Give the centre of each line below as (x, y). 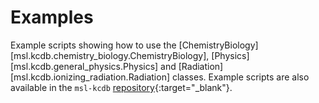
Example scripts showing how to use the (93, 45)
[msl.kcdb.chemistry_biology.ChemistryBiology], (110, 55)
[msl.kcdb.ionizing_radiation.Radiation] (90, 77)
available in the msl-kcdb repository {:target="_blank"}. (121, 87)
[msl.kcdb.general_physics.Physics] (84, 66)
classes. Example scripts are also (240, 77)
